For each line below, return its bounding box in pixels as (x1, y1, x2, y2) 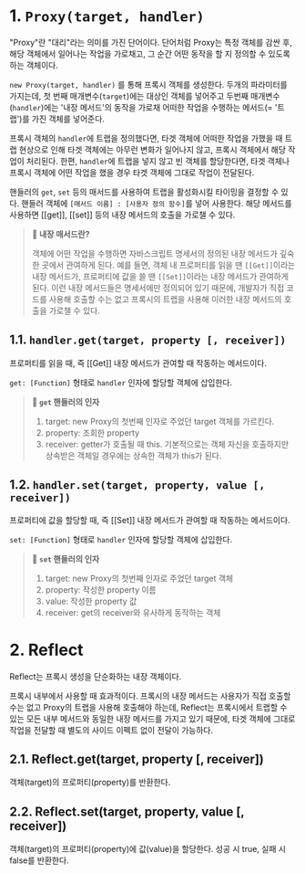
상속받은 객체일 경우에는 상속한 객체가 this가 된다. (45, 449, 222, 461)
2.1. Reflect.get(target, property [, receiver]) (9, 751, 264, 767)
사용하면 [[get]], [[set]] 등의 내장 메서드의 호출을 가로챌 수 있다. (9, 209, 236, 220)
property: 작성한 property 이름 (45, 584, 157, 595)
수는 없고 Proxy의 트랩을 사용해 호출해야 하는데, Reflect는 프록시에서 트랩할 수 (9, 701, 288, 712)
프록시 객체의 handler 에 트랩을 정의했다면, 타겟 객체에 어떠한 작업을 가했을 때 (9, 132, 283, 143)
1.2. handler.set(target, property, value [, (9, 477, 266, 493)
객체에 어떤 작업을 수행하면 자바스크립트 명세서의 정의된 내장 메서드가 (31, 247, 278, 258)
